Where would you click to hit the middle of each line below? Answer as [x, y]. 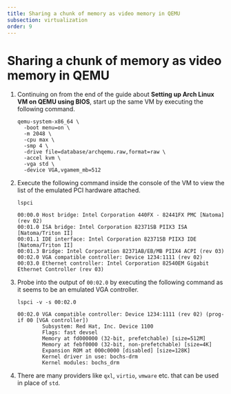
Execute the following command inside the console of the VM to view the [121, 183]
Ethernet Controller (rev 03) [61, 270]
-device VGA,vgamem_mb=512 [62, 170]
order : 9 [20, 26]
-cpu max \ [39, 140]
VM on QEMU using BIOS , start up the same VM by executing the [110, 102]
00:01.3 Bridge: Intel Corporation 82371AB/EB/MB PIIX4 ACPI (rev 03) [121, 252]
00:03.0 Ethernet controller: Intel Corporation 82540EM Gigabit [113, 263]
